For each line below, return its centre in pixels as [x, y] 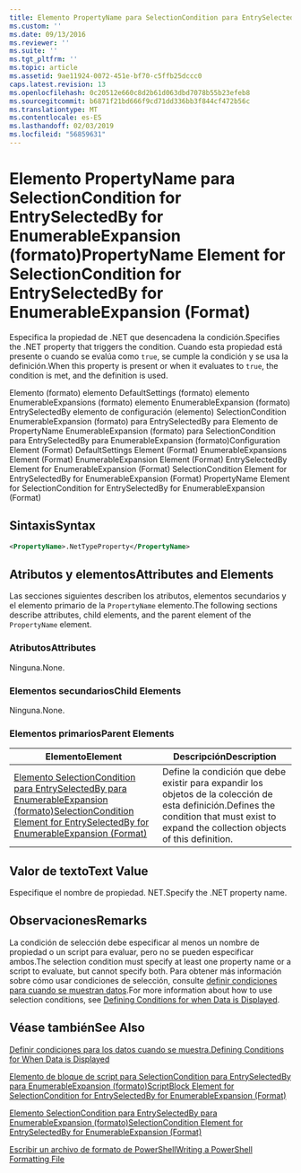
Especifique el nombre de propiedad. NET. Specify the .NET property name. [148, 893]
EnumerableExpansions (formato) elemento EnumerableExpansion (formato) [150, 402]
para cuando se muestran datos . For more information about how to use [141, 990]
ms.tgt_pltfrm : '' [43, 59]
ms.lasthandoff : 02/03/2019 [62, 127]
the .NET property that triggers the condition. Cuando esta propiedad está [146, 346]
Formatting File [37, 1159]
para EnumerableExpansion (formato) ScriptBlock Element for [122, 1086]
